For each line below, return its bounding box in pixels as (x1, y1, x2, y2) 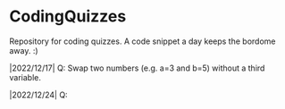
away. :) (9, 45, 38, 55)
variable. (9, 71, 42, 82)
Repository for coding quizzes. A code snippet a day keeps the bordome (9, 36, 276, 46)
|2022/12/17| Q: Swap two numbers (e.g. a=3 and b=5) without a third (9, 63, 265, 73)
